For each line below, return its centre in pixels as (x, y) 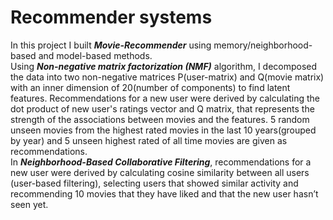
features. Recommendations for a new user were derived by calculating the (165, 98)
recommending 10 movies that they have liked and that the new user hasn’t (164, 193)
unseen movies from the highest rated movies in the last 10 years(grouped (163, 130)
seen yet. (29, 204)
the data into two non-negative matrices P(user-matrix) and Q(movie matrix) (167, 77)
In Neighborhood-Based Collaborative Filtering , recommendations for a (161, 162)
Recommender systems (111, 17)
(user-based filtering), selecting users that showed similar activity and (154, 183)
